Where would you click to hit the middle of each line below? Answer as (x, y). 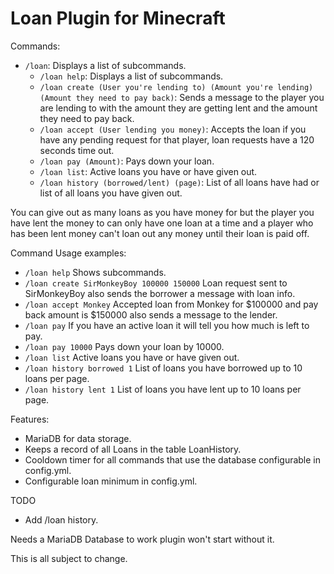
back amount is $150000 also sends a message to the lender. (151, 314)
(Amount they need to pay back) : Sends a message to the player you (182, 97)
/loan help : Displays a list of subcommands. (131, 76)
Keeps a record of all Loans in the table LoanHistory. (133, 449)
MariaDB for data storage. (78, 438)
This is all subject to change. (69, 558)
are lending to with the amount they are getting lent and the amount (178, 108)
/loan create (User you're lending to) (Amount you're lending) (176, 87)
